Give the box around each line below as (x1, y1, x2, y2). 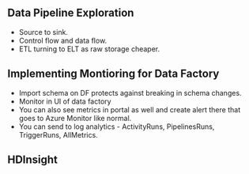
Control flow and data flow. (18, 36, 108, 45)
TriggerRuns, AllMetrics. (18, 130, 98, 139)
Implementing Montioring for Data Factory (7, 67, 220, 81)
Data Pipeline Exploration (7, 6, 134, 20)
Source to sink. (18, 27, 69, 36)
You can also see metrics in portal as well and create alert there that (18, 104, 241, 114)
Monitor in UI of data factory (18, 96, 111, 106)
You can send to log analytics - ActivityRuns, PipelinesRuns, (18, 122, 215, 131)
